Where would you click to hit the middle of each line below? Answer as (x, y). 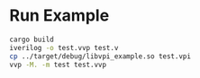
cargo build (32, 39)
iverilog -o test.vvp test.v (64, 48)
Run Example (59, 16)
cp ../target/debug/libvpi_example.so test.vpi (100, 56)
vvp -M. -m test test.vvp (58, 65)
